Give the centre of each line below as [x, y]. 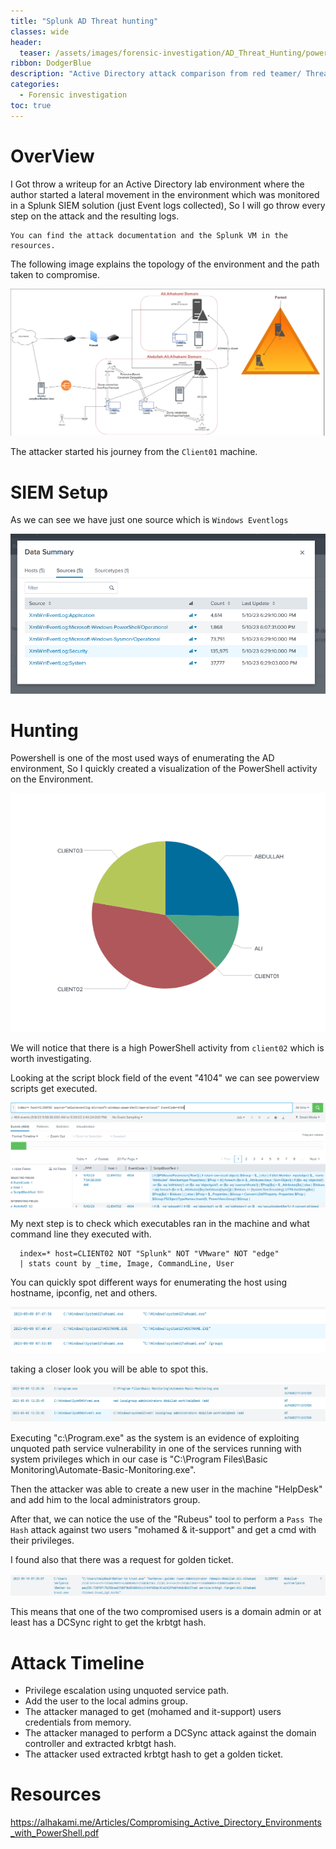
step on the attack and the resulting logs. [95, 216]
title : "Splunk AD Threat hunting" [84, 21]
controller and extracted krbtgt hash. [100, 1744]
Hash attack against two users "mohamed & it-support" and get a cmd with [163, 1530]
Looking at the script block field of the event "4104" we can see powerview [165, 1077]
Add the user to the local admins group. [106, 1701]
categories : [35, 85]
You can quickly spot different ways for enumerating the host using [148, 1282]
